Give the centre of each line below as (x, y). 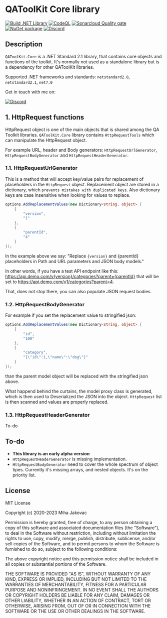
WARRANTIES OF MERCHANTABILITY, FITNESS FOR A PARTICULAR (76, 584)
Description (24, 44)
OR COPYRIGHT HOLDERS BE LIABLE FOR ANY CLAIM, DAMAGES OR (77, 595)
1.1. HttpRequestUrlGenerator (41, 168)
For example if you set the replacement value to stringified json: (71, 315)
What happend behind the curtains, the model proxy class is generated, (79, 391)
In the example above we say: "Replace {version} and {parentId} (72, 256)
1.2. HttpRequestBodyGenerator (45, 304)
